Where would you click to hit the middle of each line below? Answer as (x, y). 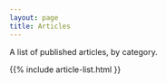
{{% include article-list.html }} (65, 69)
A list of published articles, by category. (84, 51)
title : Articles (40, 26)
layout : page (34, 18)
